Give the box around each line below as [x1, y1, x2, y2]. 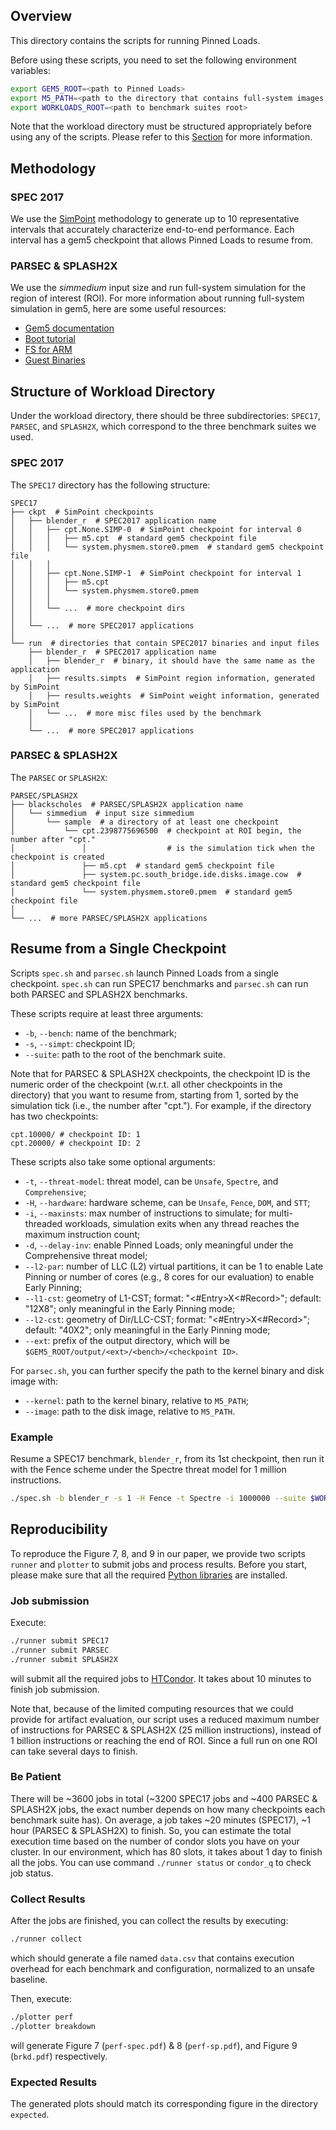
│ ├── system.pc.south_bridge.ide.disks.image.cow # [10, 869, 302, 879]
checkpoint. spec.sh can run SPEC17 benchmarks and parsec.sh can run [10, 977, 309, 989]
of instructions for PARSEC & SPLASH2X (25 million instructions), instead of [10, 1724, 322, 1736]
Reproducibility [10, 1521, 108, 1538]
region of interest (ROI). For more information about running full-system [10, 292, 305, 304]
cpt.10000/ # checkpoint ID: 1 [10, 1129, 141, 1139]
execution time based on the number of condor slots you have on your [10, 1835, 300, 1847]
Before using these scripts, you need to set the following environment [10, 54, 297, 66]
